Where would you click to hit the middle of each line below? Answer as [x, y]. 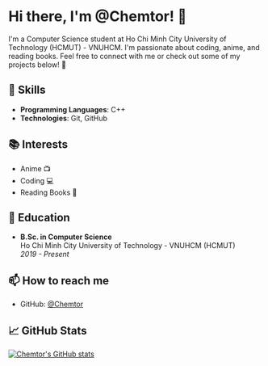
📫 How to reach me [59, 281]
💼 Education [39, 217]
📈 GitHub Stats [48, 330]
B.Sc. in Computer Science [66, 237]
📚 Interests [38, 145]
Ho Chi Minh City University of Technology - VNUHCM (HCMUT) [128, 246]
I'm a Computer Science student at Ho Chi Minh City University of [118, 39]
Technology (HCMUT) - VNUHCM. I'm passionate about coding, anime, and [134, 47]
